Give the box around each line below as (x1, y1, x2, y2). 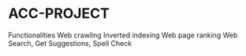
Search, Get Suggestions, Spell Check (8, 38, 132, 47)
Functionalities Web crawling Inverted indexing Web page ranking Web (8, 30, 238, 40)
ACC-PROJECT (8, 5, 110, 23)
